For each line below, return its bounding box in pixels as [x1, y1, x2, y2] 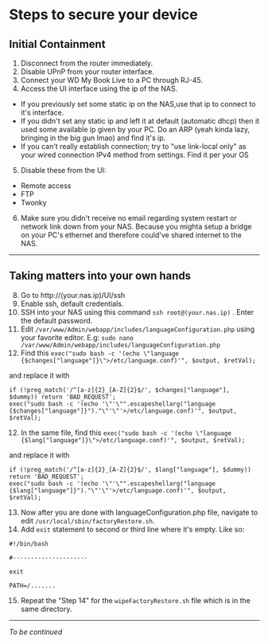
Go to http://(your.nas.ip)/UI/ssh [20, 290, 126, 300]
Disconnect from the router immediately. [20, 58, 153, 68]
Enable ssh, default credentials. [20, 299, 124, 308]
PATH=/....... [9, 582, 56, 590]
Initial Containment [9, 37, 106, 51]
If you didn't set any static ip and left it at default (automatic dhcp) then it [20, 116, 260, 125]
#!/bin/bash [9, 539, 49, 547]
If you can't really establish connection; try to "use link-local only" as [20, 142, 247, 151]
